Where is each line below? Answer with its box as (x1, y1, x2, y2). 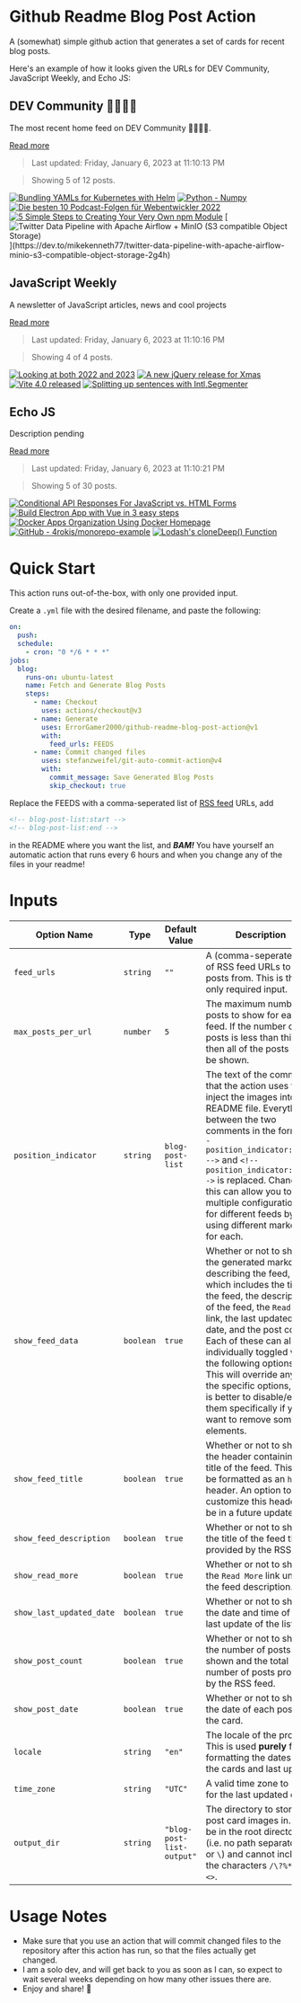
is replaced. (217, 1174, 267, 1186)
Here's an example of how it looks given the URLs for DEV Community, (9, 63, 271, 74)
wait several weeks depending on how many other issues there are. (21, 1974, 271, 1985)
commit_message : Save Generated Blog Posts (48, 773, 215, 783)
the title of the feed (205, 1532, 286, 1545)
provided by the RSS (205, 1543, 292, 1555)
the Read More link (205, 1569, 280, 1582)
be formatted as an (205, 1472, 286, 1485)
